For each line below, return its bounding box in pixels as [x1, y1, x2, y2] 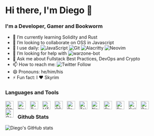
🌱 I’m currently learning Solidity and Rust [12, 34, 97, 40]
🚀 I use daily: [12, 45, 39, 51]
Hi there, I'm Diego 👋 [5, 5, 92, 16]
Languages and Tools [5, 89, 59, 96]
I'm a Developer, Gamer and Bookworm [5, 23, 103, 30]
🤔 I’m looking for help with [12, 50, 67, 56]
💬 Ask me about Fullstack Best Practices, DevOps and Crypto [12, 56, 140, 62]
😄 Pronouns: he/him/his [12, 69, 63, 75]
